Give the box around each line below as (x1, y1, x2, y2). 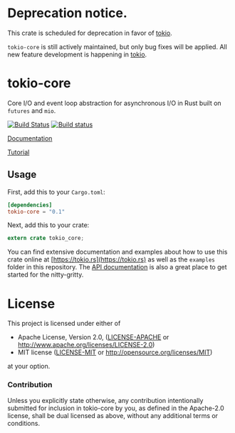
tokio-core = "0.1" (7, 208, 66, 215)
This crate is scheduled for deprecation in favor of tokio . (7, 29, 172, 37)
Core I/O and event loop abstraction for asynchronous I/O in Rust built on (7, 99, 222, 107)
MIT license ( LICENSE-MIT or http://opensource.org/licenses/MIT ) (17, 348, 213, 357)
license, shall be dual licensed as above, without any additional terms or (7, 411, 219, 419)
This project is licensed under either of (7, 319, 121, 328)
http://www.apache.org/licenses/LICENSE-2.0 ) (17, 341, 155, 349)
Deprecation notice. (7, 5, 127, 21)
